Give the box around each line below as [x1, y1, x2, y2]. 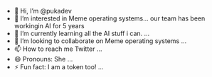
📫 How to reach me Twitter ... [14, 45, 102, 53]
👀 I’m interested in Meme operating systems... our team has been [14, 14, 206, 23]
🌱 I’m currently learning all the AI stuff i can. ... [14, 29, 150, 37]
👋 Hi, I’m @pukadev [14, 7, 73, 15]
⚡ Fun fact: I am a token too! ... [14, 63, 104, 71]
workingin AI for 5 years [14, 22, 85, 30]
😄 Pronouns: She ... [14, 55, 73, 63]
